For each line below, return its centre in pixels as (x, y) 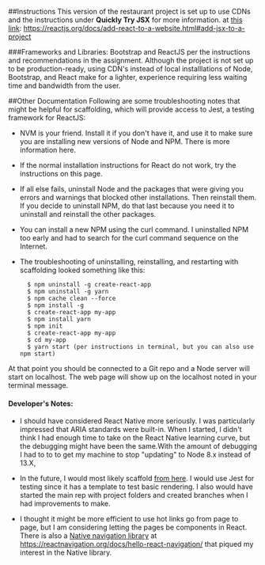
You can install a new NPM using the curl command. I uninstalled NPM (134, 229)
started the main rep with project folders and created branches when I (134, 495)
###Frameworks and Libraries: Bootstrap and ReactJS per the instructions (129, 52)
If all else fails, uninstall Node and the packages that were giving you (131, 189)
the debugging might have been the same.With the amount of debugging (138, 446)
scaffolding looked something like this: (82, 270)
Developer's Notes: (41, 404)
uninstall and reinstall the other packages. (88, 214)
